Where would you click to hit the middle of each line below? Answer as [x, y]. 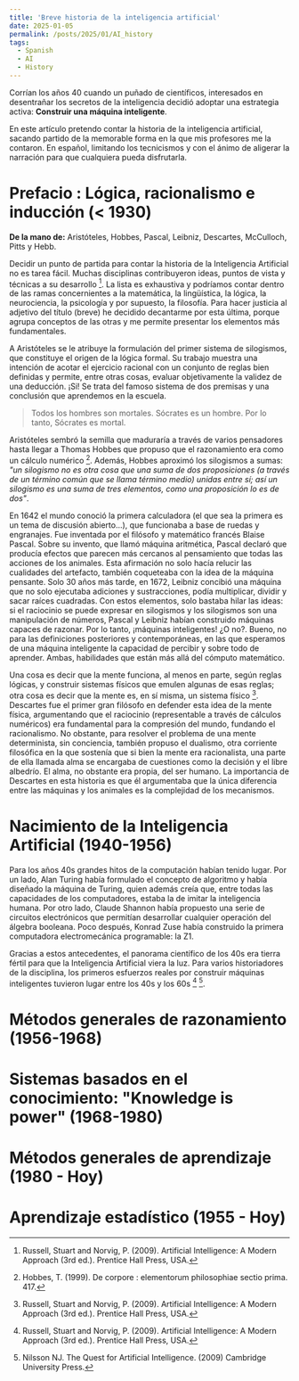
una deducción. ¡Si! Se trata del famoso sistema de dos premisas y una [139, 386]
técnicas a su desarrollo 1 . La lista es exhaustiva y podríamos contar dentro [147, 284]
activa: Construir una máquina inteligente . [88, 111]
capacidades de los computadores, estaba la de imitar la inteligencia [135, 898]
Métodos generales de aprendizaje [140, 1158]
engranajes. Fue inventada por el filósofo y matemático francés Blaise [137, 535]
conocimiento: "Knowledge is [121, 1098]
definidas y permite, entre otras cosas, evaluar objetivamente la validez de [145, 377]
